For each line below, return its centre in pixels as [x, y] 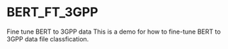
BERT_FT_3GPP [52, 12]
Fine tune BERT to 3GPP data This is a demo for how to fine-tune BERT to [114, 31]
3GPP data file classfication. [48, 38]
